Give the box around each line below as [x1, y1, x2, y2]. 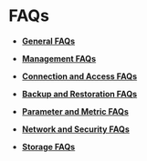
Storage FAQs [21, 141, 76, 152]
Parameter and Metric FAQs [21, 106, 130, 116]
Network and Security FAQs [21, 124, 130, 135]
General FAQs [21, 35, 75, 46]
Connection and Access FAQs [21, 70, 138, 82]
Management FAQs [21, 53, 97, 64]
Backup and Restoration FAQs [21, 88, 138, 99]
